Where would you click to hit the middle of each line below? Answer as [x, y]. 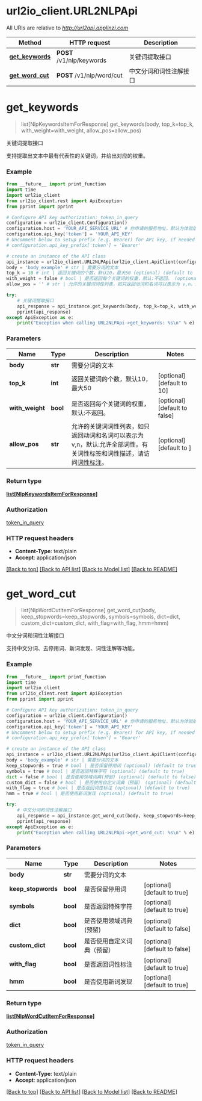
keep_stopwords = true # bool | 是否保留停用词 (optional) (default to [95, 766]
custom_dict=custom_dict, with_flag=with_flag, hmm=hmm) [95, 623]
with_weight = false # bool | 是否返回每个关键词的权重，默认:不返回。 [89, 279]
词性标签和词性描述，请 [111, 453]
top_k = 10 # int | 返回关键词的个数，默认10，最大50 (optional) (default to [99, 273]
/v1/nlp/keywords [81, 60]
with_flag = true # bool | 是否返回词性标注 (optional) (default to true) [98, 788]
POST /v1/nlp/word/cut [90, 75]
